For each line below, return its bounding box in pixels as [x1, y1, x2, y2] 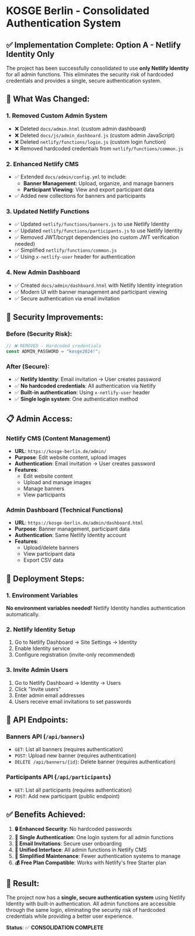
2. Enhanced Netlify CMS [6, 160, 79, 168]
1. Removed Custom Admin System [6, 111, 108, 120]
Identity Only [6, 49, 54, 59]
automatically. [6, 610, 40, 617]
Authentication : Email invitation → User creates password [14, 460, 155, 467]
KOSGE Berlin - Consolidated [6, 4, 150, 18]
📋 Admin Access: [6, 414, 73, 424]
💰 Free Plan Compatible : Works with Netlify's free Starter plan [14, 859, 167, 866]
